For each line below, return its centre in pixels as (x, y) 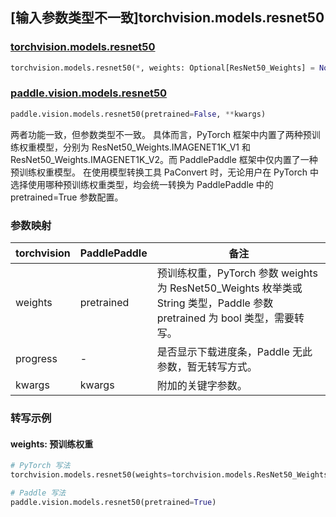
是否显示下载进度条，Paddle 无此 (234, 352)
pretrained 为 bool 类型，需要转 (230, 318)
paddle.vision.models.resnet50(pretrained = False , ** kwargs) (138, 114)
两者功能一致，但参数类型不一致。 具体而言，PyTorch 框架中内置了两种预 (161, 134)
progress (36, 359)
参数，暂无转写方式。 (207, 367)
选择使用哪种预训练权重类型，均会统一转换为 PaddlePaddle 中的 (142, 184)
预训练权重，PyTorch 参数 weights (237, 273)
